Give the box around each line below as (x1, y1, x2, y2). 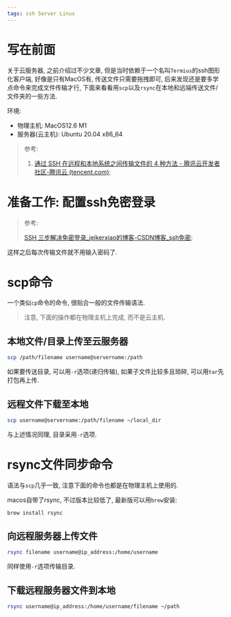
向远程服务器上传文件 (7, 530, 98, 542)
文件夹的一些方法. (7, 92, 58, 100)
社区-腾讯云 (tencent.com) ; (34, 168, 111, 176)
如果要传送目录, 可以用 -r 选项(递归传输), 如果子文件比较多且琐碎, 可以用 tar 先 (7, 367, 224, 376)
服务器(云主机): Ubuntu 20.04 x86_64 (16, 130, 123, 138)
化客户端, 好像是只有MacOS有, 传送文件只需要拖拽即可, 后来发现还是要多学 (7, 74, 219, 83)
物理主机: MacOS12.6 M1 (16, 121, 87, 130)
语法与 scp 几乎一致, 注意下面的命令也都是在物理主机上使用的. (7, 481, 179, 489)
